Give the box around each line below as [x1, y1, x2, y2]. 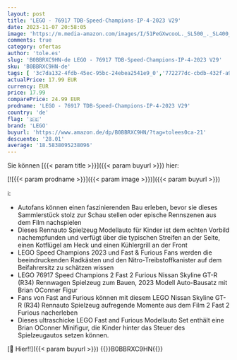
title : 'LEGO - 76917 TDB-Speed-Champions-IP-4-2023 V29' [7, 17, 181, 24]
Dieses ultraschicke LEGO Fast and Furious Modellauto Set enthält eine [17, 316, 224, 325]
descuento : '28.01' [7, 135, 65, 142]
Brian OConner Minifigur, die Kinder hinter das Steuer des [17, 323, 186, 332]
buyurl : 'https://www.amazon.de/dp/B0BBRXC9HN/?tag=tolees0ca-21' [7, 129, 207, 136]
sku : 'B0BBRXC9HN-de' [7, 63, 71, 70]
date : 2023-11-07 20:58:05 [7, 23, 87, 30]
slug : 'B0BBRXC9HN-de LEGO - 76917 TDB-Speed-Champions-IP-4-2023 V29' [7, 57, 222, 64]
